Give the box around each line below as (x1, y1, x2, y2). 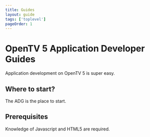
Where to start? (5, 85, 55, 93)
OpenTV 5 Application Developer (5, 43, 145, 54)
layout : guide (5, 12, 35, 17)
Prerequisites (5, 112, 48, 121)
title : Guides (5, 7, 35, 13)
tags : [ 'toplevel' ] (5, 17, 46, 22)
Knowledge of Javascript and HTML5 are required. (5, 126, 110, 132)
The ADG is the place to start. (5, 98, 66, 104)
